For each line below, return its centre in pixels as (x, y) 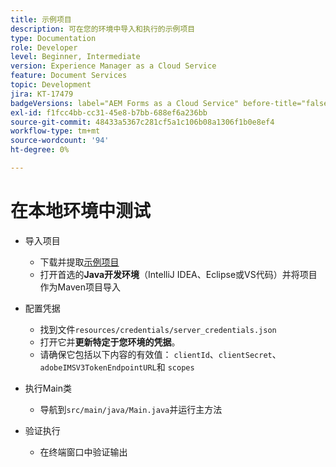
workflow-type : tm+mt (55, 131)
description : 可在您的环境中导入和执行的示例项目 (103, 29)
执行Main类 (48, 388)
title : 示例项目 (41, 19)
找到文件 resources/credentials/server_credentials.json (158, 329)
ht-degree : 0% (40, 150)
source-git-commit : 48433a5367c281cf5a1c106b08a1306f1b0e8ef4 (142, 122)
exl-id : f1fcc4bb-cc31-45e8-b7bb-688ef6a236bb (109, 112)
